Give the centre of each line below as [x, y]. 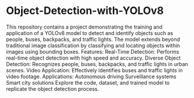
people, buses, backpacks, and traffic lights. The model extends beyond [93, 39]
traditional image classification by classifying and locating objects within [93, 45]
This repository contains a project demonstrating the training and [84, 27]
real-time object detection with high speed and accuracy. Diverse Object [93, 58]
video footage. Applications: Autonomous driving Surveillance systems [91, 76]
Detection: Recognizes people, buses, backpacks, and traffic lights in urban [97, 64]
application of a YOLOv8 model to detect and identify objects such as [90, 33]
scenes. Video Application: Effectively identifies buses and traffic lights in [94, 70]
